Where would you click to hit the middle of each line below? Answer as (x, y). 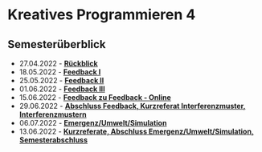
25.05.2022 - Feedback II (61, 80)
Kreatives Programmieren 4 (102, 15)
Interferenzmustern (53, 114)
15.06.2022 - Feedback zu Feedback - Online (95, 97)
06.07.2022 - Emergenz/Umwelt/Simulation (93, 123)
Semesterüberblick (57, 44)
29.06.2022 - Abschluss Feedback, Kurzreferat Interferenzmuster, (132, 106)
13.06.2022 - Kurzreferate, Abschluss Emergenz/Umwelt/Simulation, (137, 131)
